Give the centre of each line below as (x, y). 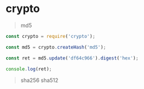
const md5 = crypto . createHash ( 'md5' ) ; (56, 47)
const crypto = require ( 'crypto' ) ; (51, 36)
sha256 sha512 (39, 81)
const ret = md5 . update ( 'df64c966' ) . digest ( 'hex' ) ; (72, 58)
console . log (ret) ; (29, 69)
